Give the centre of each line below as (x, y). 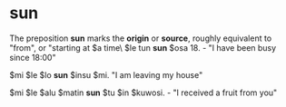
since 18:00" (33, 57)
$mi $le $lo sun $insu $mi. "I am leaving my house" (106, 74)
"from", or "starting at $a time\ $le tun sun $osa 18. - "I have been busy (143, 47)
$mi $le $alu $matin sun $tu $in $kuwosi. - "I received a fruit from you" (143, 92)
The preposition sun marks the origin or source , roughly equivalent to (141, 38)
